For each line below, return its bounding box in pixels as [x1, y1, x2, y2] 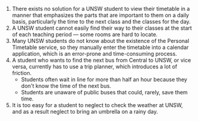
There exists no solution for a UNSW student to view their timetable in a [11, 5, 190, 12]
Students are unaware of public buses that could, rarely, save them [21, 89, 188, 96]
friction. [11, 70, 32, 76]
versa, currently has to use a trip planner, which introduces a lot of [11, 63, 177, 70]
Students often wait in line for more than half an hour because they [21, 76, 188, 83]
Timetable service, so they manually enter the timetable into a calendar [11, 44, 189, 51]
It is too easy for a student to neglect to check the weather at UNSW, [11, 102, 183, 108]
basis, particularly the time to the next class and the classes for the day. [11, 18, 191, 25]
